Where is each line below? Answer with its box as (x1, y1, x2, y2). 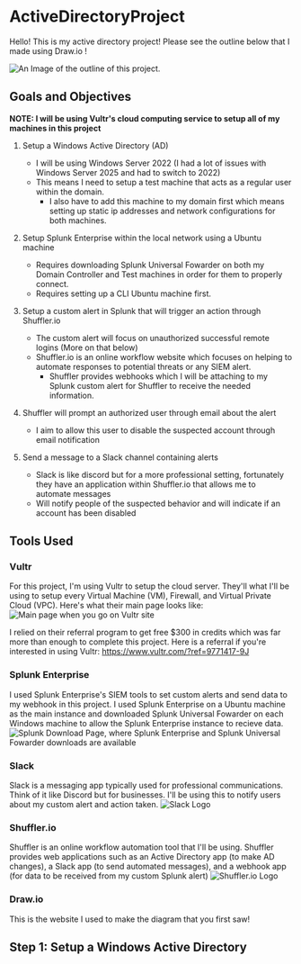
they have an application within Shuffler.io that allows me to (35, 479, 256, 490)
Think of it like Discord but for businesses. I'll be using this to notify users (9, 789, 281, 800)
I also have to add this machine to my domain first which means (49, 195, 285, 206)
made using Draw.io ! (9, 45, 88, 56)
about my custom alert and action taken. (9, 799, 159, 810)
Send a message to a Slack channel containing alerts (22, 452, 218, 463)
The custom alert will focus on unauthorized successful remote (35, 332, 270, 343)
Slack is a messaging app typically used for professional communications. (9, 780, 284, 791)
